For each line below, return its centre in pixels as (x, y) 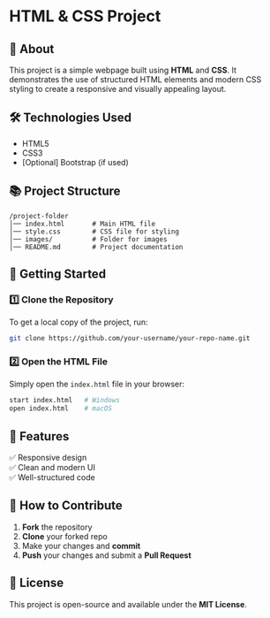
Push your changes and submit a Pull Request (106, 555)
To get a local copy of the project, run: (79, 322)
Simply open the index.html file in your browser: (97, 384)
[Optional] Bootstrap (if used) (75, 162)
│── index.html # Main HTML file (82, 224)
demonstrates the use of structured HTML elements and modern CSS (135, 80)
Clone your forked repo (64, 536)
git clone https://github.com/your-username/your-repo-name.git (130, 339)
